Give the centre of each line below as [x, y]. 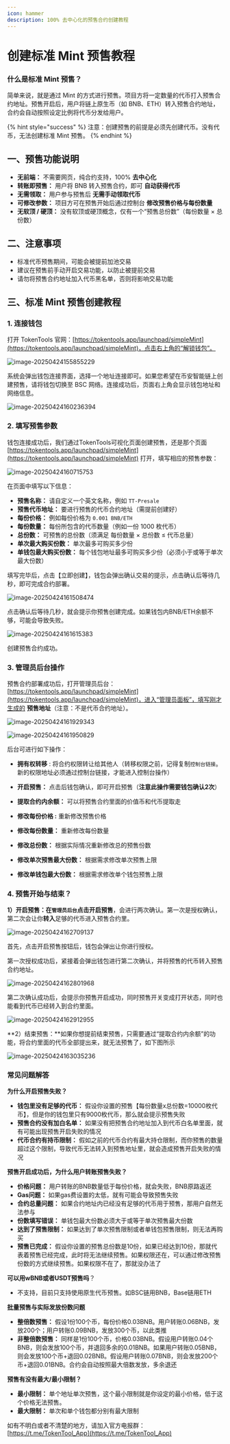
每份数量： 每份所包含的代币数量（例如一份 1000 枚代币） [98, 526]
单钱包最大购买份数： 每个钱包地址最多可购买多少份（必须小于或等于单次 [120, 552]
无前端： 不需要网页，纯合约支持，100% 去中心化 [87, 177]
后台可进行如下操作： [37, 749]
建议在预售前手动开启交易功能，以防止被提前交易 [86, 270]
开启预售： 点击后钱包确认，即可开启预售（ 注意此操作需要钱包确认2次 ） [119, 786]
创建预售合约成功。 [34, 648]
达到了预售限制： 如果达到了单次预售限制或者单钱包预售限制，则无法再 [117, 1229]
